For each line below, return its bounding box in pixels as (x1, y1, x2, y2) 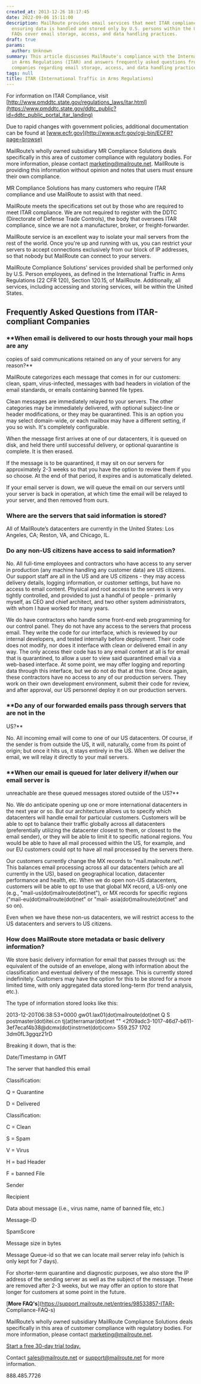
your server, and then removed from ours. (6, 496, 109, 504)
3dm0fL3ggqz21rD (6, 1030, 53, 1038)
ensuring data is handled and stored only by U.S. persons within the (11, 25, 191, 32)
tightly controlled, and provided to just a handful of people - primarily (6, 592, 176, 599)
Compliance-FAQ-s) (6, 1307, 56, 1314)
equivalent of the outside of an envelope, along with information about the (6, 963, 189, 970)
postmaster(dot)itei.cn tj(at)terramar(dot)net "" (6, 1018, 121, 1025)
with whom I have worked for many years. (6, 604, 109, 612)
